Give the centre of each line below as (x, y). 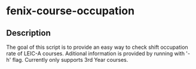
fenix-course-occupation (71, 11)
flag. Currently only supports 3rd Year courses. (70, 60)
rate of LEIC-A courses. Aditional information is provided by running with (96, 54)
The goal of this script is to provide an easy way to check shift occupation (97, 47)
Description (28, 33)
